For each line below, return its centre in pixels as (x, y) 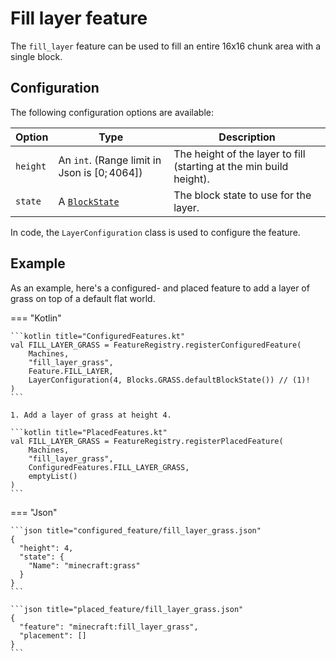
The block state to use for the (242, 195)
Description (247, 137)
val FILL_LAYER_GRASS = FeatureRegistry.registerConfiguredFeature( (156, 345)
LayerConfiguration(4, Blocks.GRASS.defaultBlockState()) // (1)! (169, 380)
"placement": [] (53, 635)
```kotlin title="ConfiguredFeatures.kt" (98, 336)
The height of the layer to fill (239, 154)
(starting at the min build (231, 166)
